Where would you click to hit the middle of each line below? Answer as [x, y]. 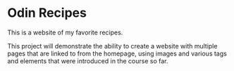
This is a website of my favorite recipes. [65, 32]
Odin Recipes [47, 13]
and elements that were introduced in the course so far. [88, 60]
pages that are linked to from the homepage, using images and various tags [117, 53]
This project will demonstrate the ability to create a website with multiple [112, 46]
